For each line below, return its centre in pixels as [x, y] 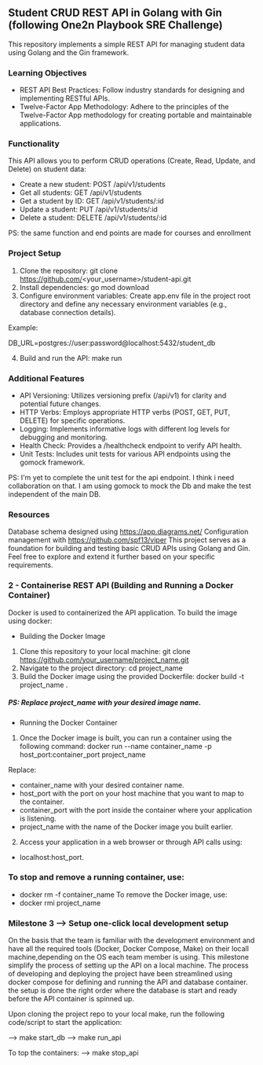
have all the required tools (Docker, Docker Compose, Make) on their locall [129, 949]
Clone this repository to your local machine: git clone [105, 651]
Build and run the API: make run [71, 358]
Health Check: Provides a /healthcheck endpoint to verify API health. [130, 446]
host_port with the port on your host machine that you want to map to [132, 793]
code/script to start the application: [65, 1023]
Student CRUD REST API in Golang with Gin [115, 13]
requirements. [31, 565]
